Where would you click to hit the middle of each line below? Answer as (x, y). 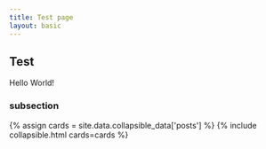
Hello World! (32, 83)
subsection (34, 106)
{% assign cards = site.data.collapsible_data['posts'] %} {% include (133, 125)
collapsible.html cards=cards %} (69, 135)
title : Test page (41, 17)
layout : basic (36, 26)
